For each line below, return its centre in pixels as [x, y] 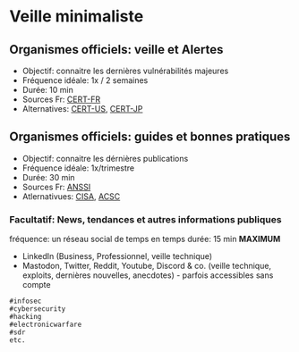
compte [36, 285]
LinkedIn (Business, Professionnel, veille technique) [117, 256]
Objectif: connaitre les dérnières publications [105, 158]
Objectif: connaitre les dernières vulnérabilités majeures [125, 71]
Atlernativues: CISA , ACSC [71, 196]
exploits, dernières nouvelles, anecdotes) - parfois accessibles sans [148, 275]
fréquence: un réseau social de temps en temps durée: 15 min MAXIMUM [145, 239]
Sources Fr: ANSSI [56, 187]
